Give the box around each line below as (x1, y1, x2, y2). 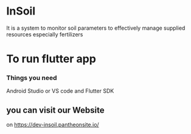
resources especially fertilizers (6, 30, 83, 38)
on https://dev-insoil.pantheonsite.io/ (6, 121, 99, 129)
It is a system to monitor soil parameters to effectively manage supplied (6, 24, 186, 32)
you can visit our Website (6, 105, 105, 115)
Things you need (6, 74, 57, 82)
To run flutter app (6, 52, 96, 66)
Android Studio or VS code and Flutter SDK (6, 87, 114, 95)
